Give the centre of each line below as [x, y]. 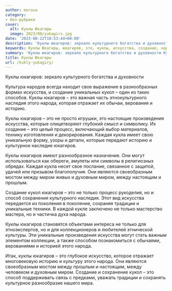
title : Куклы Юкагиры [28, 58]
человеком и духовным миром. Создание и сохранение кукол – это [80, 272]
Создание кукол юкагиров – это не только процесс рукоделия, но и [80, 193]
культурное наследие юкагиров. [41, 146]
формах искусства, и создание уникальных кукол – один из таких [77, 92]
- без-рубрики [20, 19]
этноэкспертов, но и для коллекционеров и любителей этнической [79, 230]
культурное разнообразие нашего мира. [50, 283]
